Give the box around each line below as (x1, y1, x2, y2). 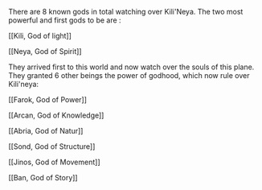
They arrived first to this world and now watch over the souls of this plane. (8, 62, 255, 72)
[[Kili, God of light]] (8, 31, 72, 40)
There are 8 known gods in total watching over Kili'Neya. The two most (8, 7, 244, 16)
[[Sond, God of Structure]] (8, 142, 96, 151)
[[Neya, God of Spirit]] (8, 47, 82, 56)
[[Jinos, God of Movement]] (8, 157, 100, 167)
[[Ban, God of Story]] (8, 173, 78, 182)
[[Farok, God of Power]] (8, 95, 87, 104)
